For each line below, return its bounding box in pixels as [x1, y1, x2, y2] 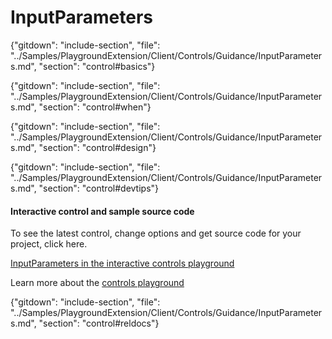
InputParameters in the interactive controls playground [10, 257, 235, 270]
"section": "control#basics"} [38, 60, 156, 72]
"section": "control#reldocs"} [38, 317, 160, 330]
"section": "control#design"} [38, 141, 157, 153]
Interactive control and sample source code [10, 205, 195, 217]
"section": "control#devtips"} [38, 182, 160, 194]
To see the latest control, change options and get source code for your [10, 227, 302, 240]
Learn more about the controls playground [10, 277, 185, 289]
